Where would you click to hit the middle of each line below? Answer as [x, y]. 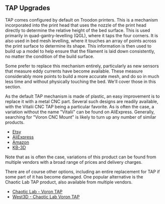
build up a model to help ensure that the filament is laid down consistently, [80, 51]
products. [15, 122]
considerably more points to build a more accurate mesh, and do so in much [82, 76]
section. [13, 87]
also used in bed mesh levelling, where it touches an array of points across [81, 41]
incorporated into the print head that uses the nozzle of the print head [76, 25]
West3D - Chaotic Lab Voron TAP [46, 197]
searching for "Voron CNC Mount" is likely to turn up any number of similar [81, 117]
